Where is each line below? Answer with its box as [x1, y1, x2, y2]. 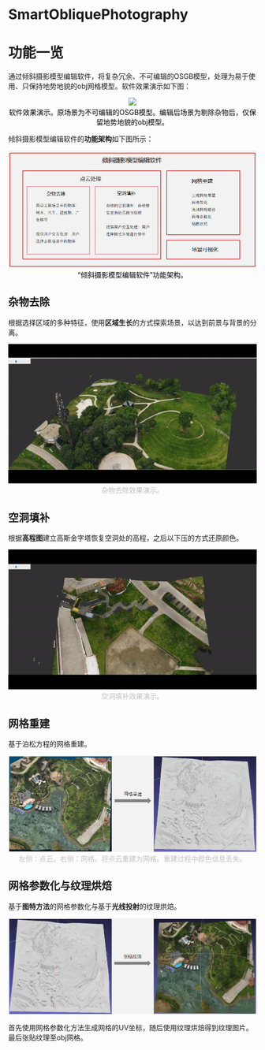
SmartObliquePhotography [8, 6, 188, 24]
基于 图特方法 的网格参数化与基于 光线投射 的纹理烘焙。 [8, 901, 181, 911]
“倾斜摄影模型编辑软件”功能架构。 [77, 270, 188, 279]
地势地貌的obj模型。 [103, 117, 170, 127]
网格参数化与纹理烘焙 [8, 879, 112, 892]
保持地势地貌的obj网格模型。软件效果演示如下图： [28, 81, 192, 91]
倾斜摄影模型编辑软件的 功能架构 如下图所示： [8, 134, 154, 143]
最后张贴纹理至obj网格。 [8, 1033, 88, 1042]
